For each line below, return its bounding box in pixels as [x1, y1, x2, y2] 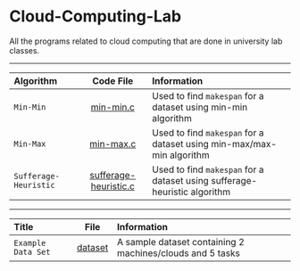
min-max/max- [211, 137, 277, 150]
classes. [9, 45, 40, 55]
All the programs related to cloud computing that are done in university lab [9, 36, 283, 46]
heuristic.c [90, 180, 136, 193]
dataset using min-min [151, 101, 248, 113]
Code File [92, 74, 134, 86]
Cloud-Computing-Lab [9, 6, 181, 27]
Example [13, 238, 46, 248]
